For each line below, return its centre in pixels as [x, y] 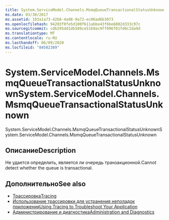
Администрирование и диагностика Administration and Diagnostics [83, 212]
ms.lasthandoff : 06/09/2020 [35, 43]
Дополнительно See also [46, 184]
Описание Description [41, 150]
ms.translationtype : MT [30, 33]
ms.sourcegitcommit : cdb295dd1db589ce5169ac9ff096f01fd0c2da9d [73, 29]
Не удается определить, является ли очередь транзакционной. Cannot [81, 162]
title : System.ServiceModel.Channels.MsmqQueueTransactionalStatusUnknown [85, 10]
